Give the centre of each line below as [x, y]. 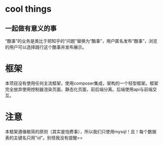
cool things [28, 9]
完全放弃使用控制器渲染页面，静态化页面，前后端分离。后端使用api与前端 [79, 89]
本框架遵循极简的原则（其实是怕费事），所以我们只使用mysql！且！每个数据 [81, 131]
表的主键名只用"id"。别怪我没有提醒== [44, 138]
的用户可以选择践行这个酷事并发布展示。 [46, 47]
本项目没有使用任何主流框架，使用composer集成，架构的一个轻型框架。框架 [82, 83]
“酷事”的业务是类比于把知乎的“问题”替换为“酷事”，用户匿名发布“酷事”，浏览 [81, 41]
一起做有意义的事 [31, 28]
